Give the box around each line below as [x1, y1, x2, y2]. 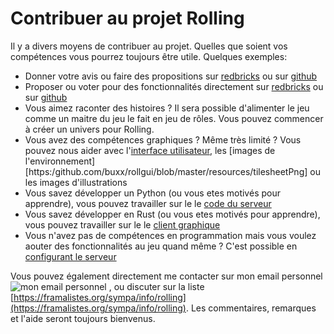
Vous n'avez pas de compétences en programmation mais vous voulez [24, 229, 317, 241]
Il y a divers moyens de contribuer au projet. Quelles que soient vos [10, 40, 288, 52]
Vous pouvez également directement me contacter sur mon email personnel [10, 270, 323, 282]
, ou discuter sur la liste [108, 280, 205, 292]
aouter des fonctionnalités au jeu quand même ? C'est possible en [24, 240, 298, 252]
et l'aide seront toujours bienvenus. [10, 312, 156, 324]
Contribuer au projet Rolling [10, 7, 245, 30]
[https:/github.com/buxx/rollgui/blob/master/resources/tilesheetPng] [24, 165, 308, 177]
